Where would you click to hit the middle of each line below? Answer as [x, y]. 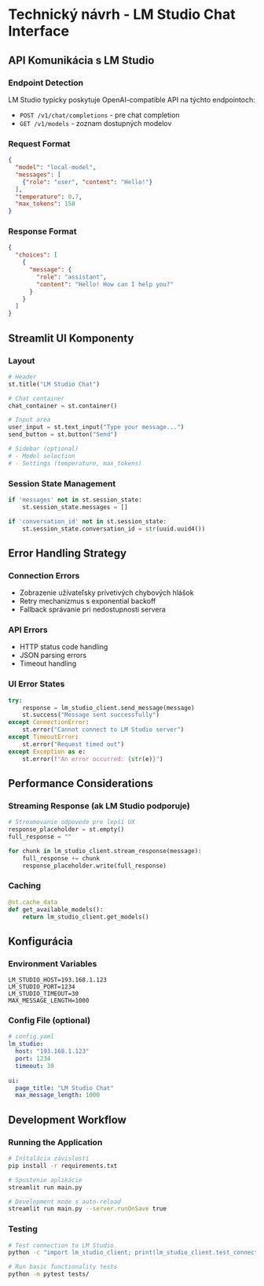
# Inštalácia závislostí [49, 1159]
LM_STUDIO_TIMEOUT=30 [44, 994]
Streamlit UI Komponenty [71, 338]
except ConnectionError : [49, 722]
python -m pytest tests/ [49, 1274]
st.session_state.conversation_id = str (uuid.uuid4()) [114, 529]
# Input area [29, 420]
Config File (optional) [49, 1021]
